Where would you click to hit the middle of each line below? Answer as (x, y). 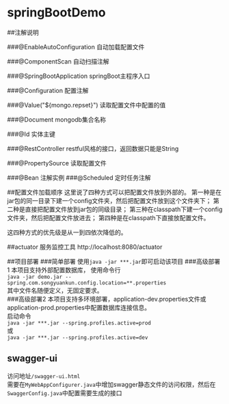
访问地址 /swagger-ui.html (44, 376)
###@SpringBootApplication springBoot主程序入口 (79, 76)
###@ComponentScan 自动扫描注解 (58, 61)
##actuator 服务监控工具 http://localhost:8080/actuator (85, 247)
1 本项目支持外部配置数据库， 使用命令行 (64, 270)
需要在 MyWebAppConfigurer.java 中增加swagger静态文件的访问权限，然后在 (111, 384)
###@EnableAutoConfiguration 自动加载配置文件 (76, 46)
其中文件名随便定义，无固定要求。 (55, 290)
